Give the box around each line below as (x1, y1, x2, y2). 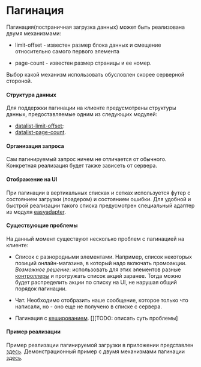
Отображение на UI (6, 175, 58, 183)
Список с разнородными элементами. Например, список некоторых (14, 253, 192, 260)
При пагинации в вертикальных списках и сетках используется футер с (6, 189, 191, 196)
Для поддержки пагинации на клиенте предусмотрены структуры (6, 104, 176, 111)
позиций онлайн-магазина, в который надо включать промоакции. (14, 259, 187, 266)
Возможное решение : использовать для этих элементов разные (14, 266, 181, 273)
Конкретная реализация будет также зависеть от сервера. (6, 162, 158, 169)
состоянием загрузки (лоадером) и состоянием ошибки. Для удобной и (6, 195, 191, 202)
